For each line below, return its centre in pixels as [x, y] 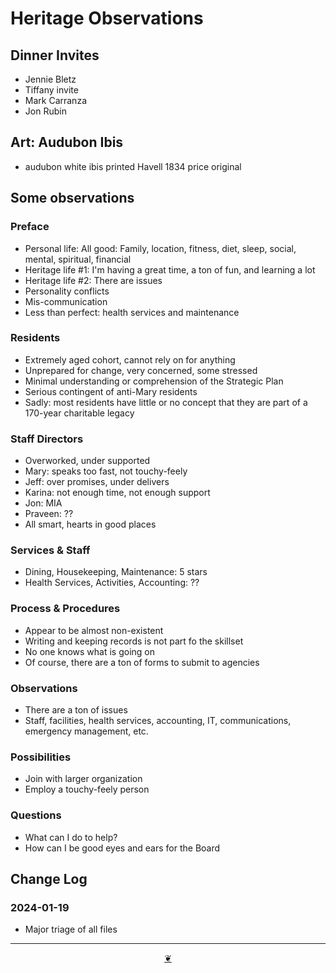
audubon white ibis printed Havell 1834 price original [133, 166]
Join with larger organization [83, 779]
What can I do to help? [71, 837]
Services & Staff [50, 550]
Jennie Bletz [50, 79]
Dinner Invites [55, 55]
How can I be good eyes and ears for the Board [122, 848]
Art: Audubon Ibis [67, 142]
